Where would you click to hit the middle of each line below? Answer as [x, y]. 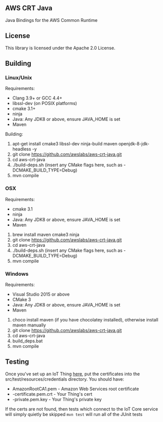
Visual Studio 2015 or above [41, 294]
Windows [17, 274]
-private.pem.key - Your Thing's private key [57, 399]
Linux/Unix [19, 78]
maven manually [29, 325]
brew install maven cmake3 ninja [46, 234]
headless [22, 149]
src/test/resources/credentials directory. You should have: [65, 379]
